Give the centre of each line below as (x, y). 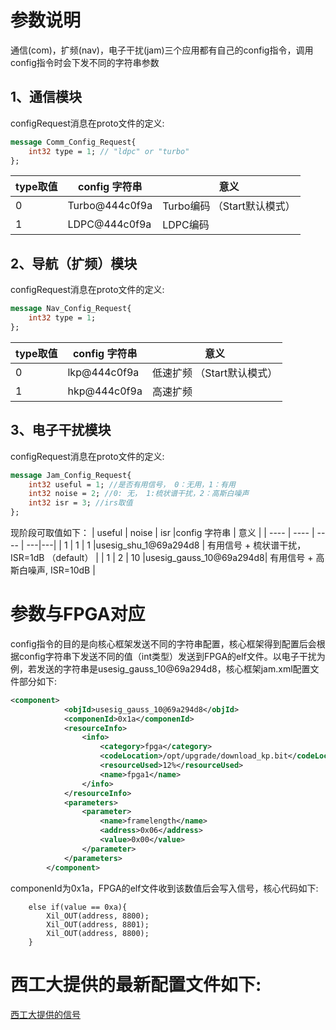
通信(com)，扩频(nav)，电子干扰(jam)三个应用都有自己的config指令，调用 (162, 50)
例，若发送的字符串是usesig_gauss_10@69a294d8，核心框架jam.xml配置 (160, 668)
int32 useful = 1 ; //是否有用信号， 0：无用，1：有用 (132, 484)
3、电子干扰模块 (61, 430)
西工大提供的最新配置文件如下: (136, 984)
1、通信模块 (46, 97)
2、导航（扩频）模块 (74, 263)
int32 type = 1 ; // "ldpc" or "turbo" (109, 151)
